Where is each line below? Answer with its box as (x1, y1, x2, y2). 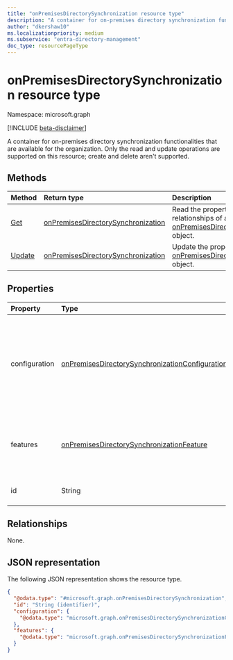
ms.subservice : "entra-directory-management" (7, 36, 141, 43)
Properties (7, 283, 54, 295)
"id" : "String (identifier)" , (13, 601, 101, 609)
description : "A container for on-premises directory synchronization (7, 17, 216, 24)
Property (10, 303, 41, 313)
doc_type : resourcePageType (7, 42, 89, 49)
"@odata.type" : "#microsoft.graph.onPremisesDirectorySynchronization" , (13, 595, 228, 602)
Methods (7, 172, 47, 184)
